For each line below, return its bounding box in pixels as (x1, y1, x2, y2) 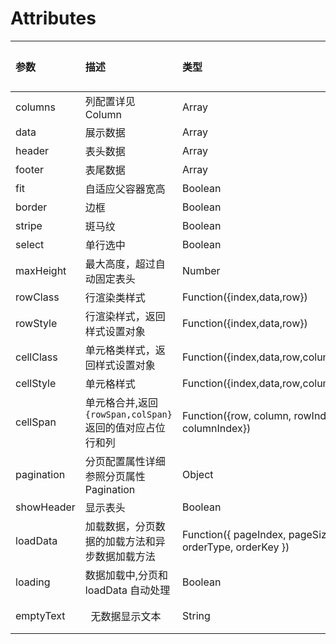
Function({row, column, (181, 408, 292, 422)
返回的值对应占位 (84, 420, 166, 434)
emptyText (15, 608, 66, 622)
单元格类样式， (84, 343, 156, 357)
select (15, 237, 45, 251)
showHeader (15, 500, 76, 514)
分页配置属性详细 (84, 454, 166, 468)
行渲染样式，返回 (84, 309, 166, 323)
